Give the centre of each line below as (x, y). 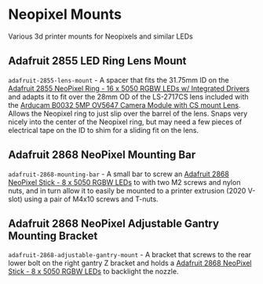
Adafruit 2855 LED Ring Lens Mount (97, 61)
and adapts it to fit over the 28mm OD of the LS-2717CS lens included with (128, 97)
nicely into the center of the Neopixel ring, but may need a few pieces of (125, 122)
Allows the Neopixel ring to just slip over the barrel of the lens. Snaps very (128, 113)
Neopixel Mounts (65, 15)
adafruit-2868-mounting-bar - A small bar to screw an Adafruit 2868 (119, 174)
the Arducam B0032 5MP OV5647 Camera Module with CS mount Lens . (124, 105)
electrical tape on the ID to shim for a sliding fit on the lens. (103, 130)
